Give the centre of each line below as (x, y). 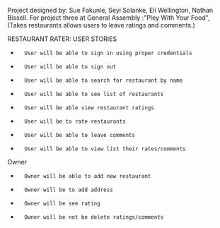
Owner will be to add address (69, 190)
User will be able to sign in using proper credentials (108, 53)
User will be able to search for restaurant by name (104, 80)
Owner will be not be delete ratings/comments (94, 217)
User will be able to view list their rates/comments (105, 149)
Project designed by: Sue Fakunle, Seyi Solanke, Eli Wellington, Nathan (110, 10)
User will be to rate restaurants (75, 121)
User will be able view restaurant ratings (89, 108)
